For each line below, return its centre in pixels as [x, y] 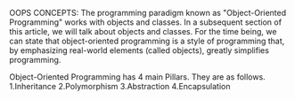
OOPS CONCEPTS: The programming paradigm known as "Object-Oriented [148, 13]
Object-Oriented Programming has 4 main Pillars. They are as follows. [137, 77]
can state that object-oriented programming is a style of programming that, [147, 41]
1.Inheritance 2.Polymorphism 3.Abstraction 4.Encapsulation [120, 86]
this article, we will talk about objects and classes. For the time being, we [143, 31]
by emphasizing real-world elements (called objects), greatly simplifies [139, 50]
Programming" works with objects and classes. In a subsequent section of [146, 22]
